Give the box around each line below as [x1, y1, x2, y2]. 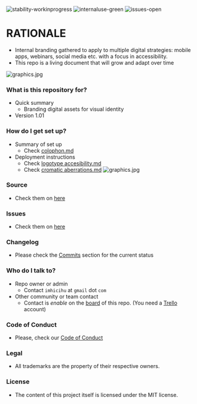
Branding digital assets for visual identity [23, 105, 124, 113]
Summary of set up [14, 141, 63, 148]
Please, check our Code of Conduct [14, 334, 103, 341]
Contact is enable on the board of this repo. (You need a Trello [23, 299, 178, 306]
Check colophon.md [23, 147, 74, 154]
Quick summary [14, 99, 54, 107]
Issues [6, 209, 26, 218]
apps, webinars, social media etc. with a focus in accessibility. [14, 53, 168, 60]
